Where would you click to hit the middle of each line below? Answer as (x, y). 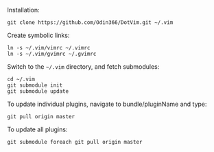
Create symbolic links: (38, 35)
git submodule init (35, 85)
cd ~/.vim (21, 79)
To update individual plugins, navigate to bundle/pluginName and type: (107, 104)
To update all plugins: (37, 129)
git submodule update (38, 91)
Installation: (23, 10)
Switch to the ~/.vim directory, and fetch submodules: (83, 67)
